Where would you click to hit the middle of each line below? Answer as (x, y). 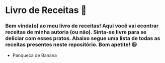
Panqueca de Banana (34, 55)
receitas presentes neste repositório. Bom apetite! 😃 (71, 44)
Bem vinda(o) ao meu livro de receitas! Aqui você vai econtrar (82, 26)
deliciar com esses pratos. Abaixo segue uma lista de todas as (83, 38)
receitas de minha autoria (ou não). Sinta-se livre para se (76, 32)
